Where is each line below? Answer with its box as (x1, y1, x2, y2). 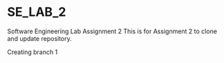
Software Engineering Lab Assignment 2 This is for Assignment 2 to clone (7, 27, 218, 35)
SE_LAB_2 (7, 4, 66, 20)
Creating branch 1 (7, 48, 58, 56)
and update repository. (7, 34, 73, 42)
